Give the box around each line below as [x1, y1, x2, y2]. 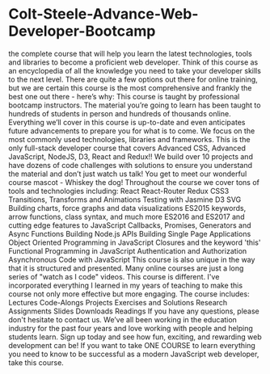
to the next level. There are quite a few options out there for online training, [8, 74, 259, 84]
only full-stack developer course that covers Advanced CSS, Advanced [8, 143, 247, 153]
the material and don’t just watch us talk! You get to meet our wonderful [8, 169, 247, 179]
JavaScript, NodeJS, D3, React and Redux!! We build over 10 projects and [8, 151, 253, 162]
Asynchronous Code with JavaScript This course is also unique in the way [8, 254, 255, 264]
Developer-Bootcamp [8, 22, 156, 40]
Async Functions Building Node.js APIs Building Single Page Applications [8, 229, 251, 238]
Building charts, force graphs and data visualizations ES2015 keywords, [8, 203, 247, 212]
